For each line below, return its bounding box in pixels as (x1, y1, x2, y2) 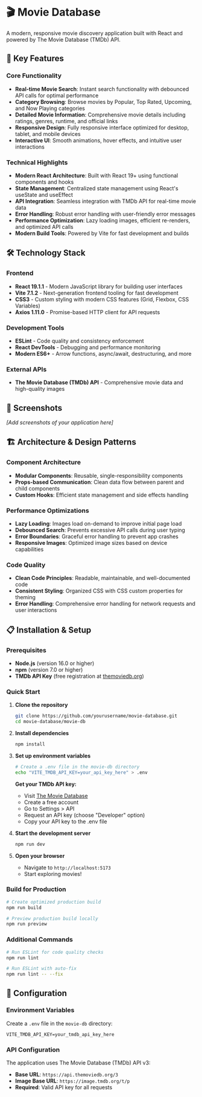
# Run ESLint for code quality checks (6, 949, 104, 955)
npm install (14, 741, 45, 747)
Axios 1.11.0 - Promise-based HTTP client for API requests (14, 308, 160, 315)
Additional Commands (6, 935, 74, 944)
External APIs (6, 365, 47, 373)
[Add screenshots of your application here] (6, 419, 113, 426)
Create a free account (24, 799, 79, 806)
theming (14, 594, 36, 601)
